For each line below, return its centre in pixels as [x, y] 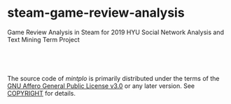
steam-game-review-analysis [96, 13]
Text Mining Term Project [44, 39]
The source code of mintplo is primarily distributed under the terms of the [113, 78]
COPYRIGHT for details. [41, 93]
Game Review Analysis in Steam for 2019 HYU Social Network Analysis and [115, 32]
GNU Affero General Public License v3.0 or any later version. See [101, 86]
